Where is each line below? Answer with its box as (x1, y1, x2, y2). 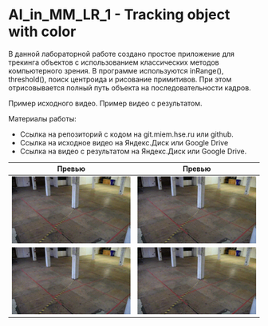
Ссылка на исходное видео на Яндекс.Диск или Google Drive (19, 137, 229, 147)
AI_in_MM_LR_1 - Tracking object (8, 6, 231, 24)
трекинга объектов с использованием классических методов (8, 58, 219, 67)
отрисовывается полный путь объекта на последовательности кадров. (8, 82, 251, 93)
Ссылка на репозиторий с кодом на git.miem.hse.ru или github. (19, 129, 234, 139)
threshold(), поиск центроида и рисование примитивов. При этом (8, 74, 232, 84)
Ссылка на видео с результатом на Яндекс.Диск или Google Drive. (19, 146, 247, 156)
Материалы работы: (8, 113, 77, 123)
